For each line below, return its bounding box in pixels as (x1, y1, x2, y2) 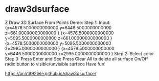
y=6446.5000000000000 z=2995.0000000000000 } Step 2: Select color (5, 50, 154, 57)
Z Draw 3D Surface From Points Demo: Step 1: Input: (5, 20, 111, 25)
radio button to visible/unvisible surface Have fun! (5, 61, 106, 67)
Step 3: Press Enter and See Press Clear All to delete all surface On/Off (5, 56, 148, 61)
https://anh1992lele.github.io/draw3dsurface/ (5, 70, 97, 76)
